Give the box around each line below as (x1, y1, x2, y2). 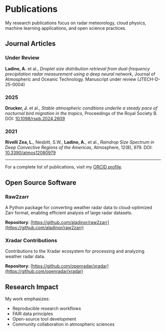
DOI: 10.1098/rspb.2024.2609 (5, 115, 65, 121)
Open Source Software (5, 178, 77, 187)
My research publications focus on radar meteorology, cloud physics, (5, 20, 147, 26)
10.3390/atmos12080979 (5, 150, 56, 156)
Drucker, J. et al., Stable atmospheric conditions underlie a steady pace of (5, 105, 158, 111)
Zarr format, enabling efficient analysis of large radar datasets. (5, 210, 132, 216)
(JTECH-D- (137, 76, 161, 82)
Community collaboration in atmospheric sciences (12, 321, 115, 328)
